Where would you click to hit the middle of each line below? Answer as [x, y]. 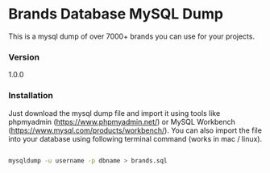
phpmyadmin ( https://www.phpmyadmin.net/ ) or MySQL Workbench [122, 122]
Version [24, 57]
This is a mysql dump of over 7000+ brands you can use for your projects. [132, 36]
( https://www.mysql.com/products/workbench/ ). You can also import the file [135, 130]
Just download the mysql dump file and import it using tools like [114, 113]
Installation [31, 96]
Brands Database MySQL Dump [116, 14]
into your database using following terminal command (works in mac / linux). [135, 138]
